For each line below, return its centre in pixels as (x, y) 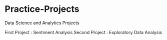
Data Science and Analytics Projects (42, 23)
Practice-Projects (42, 9)
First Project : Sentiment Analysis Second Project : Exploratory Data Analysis (83, 32)
